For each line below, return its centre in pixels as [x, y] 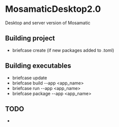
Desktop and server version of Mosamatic [48, 23]
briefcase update [30, 78]
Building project [30, 38]
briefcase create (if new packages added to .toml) [63, 50]
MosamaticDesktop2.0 [53, 9]
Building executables [38, 66]
